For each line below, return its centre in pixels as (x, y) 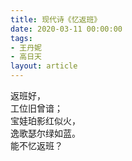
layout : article (44, 66)
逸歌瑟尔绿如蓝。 (45, 133)
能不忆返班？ (36, 145)
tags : (21, 38)
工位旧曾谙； (36, 108)
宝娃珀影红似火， (45, 120)
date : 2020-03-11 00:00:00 (66, 29)
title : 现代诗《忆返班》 (56, 19)
